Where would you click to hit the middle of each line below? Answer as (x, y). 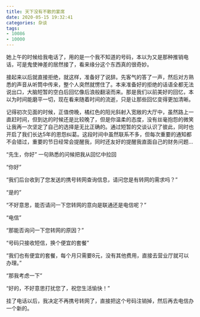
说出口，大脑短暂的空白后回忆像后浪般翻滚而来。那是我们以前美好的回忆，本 (100, 92)
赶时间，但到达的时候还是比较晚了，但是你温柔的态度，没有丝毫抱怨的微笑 (102, 119)
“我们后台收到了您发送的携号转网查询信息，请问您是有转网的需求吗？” (92, 180)
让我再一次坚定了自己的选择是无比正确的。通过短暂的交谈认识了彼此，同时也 (100, 127)
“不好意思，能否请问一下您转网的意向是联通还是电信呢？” (76, 205)
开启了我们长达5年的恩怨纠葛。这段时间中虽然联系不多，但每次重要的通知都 (99, 134)
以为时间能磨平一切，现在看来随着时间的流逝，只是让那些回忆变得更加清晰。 (100, 99)
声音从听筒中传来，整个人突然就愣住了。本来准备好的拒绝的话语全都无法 (105, 84)
